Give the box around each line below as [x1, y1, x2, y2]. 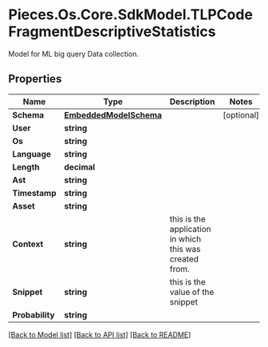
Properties [8, 72, 62, 86]
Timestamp [12, 187, 57, 198]
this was [169, 243, 201, 254]
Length [12, 162, 40, 173]
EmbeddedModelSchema [64, 110, 162, 121]
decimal [64, 162, 96, 173]
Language [12, 148, 52, 159]
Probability [12, 309, 55, 321]
